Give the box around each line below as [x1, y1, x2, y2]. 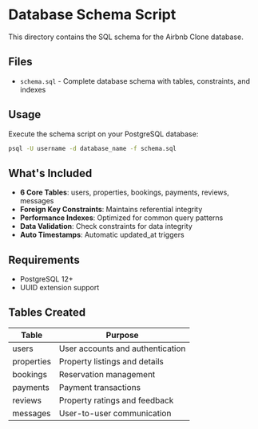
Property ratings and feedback [58, 395, 174, 406]
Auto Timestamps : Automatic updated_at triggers [19, 230, 185, 240]
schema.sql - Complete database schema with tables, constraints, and [19, 76, 250, 85]
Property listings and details [58, 356, 164, 367]
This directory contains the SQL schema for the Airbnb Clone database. [8, 32, 244, 41]
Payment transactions [58, 381, 141, 392]
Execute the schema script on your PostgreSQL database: [8, 129, 199, 139]
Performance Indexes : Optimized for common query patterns [19, 213, 224, 222]
